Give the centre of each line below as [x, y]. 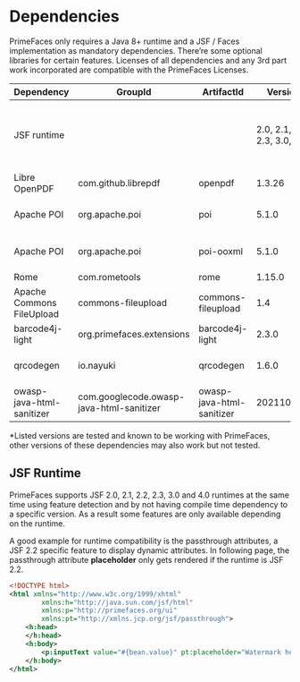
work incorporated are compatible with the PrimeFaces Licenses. [129, 70]
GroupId [133, 91]
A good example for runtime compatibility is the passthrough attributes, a [144, 541]
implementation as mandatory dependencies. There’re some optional [136, 50]
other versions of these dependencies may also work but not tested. [135, 445]
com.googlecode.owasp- [132, 396]
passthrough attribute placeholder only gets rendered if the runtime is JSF [146, 559]
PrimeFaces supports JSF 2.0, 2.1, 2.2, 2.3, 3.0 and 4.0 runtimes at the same [150, 495]
